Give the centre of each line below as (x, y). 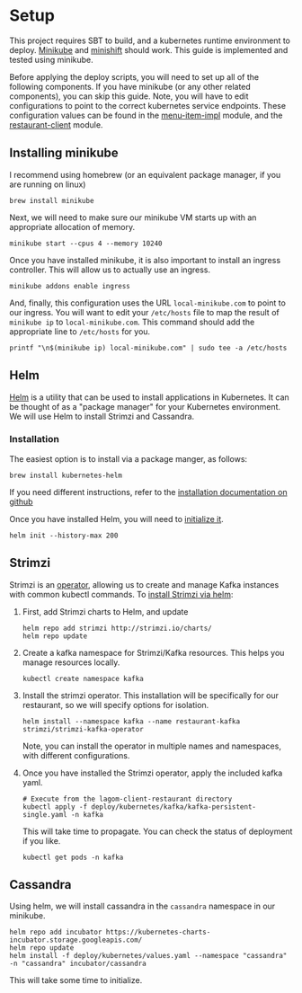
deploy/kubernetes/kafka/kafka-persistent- (174, 807)
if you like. (41, 840)
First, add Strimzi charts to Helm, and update (105, 611)
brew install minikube (52, 200)
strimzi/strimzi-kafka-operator (83, 729)
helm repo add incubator (56, 932)
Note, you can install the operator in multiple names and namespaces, (151, 746)
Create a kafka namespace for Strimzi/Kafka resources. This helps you (153, 652)
